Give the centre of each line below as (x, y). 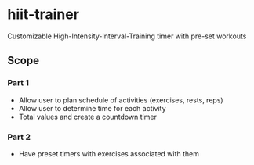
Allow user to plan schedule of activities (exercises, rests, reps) (121, 100)
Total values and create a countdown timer (88, 117)
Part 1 (18, 83)
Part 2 (19, 137)
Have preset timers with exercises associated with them (109, 153)
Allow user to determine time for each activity (92, 108)
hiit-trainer (44, 14)
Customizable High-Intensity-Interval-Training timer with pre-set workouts (127, 36)
